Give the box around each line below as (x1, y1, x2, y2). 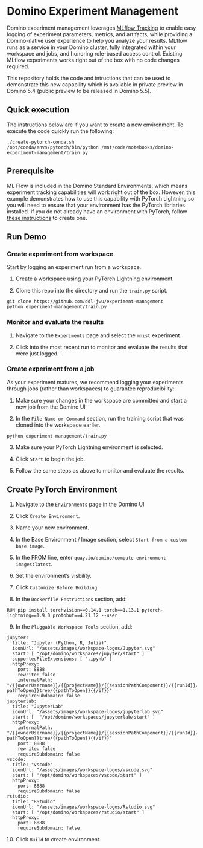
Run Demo (7, 231, 47, 242)
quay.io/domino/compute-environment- (73, 555, 169, 561)
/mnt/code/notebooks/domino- (101, 144, 174, 151)
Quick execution (7, 105, 70, 115)
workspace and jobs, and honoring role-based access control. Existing (7, 50, 183, 57)
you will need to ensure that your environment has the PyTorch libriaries (7, 201, 186, 209)
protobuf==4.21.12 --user (52, 612, 118, 618)
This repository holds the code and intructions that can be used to (7, 74, 171, 82)
